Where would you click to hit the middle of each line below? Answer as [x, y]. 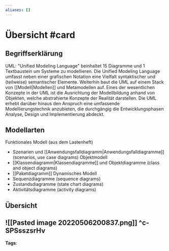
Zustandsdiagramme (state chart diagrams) [58, 184]
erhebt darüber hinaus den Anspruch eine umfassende [63, 103]
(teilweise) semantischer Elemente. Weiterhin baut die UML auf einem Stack [84, 82]
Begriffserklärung [34, 54]
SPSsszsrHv [25, 231]
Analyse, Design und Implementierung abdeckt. [55, 114]
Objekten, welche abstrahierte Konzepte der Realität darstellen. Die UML [81, 98]
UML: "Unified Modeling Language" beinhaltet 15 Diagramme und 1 [75, 66]
